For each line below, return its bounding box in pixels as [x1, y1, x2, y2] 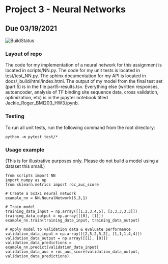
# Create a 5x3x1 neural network [5, 191, 76, 196]
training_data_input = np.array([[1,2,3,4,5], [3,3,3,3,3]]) [5, 209, 138, 214]
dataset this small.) [5, 163, 45, 169]
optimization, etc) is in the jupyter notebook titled [5, 95, 108, 101]
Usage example [5, 146, 45, 153]
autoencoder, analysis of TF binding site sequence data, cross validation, [5, 89, 159, 95]
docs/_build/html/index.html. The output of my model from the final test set [5, 78, 163, 84]
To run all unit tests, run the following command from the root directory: [5, 124, 155, 130]
